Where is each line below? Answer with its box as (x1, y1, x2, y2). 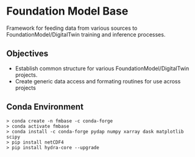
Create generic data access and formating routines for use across (15, 77, 181, 85)
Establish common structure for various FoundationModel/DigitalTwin (15, 65, 190, 72)
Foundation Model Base (6, 4, 129, 18)
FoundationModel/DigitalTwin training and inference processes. (6, 30, 166, 38)
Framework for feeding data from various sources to (6, 24, 138, 32)
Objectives (6, 49, 49, 59)
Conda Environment (6, 102, 84, 112)
